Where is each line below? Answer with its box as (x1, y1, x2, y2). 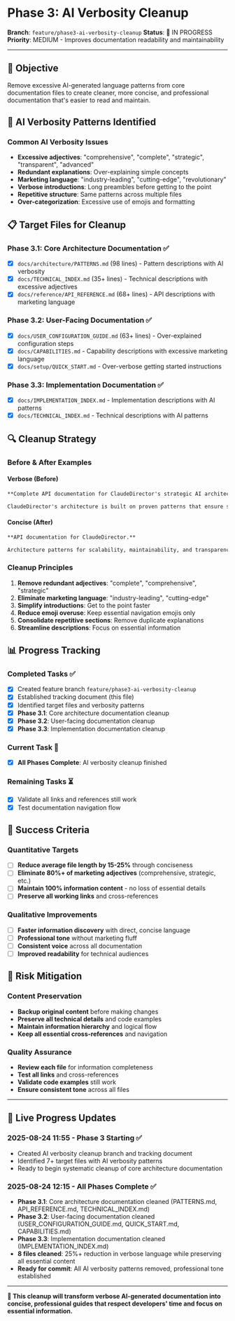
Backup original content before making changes (17, 1007, 159, 1016)
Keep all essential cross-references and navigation (17, 1030, 168, 1038)
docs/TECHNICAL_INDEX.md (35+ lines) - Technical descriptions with (17, 275, 208, 283)
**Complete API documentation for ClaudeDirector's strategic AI (7, 490, 201, 497)
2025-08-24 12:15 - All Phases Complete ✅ (7, 1182, 157, 1191)
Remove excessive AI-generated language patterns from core (7, 81, 185, 89)
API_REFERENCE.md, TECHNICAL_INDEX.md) (17, 1205, 150, 1213)
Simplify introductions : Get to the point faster (17, 601, 150, 609)
